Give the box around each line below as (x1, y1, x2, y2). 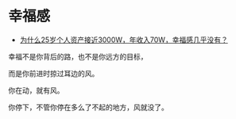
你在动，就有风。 (8, 85, 64, 95)
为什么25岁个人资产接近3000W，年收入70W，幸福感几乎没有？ (19, 35, 228, 44)
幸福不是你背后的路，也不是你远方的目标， (8, 52, 148, 61)
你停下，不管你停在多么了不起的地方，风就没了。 (8, 102, 168, 112)
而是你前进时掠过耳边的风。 (8, 68, 99, 78)
